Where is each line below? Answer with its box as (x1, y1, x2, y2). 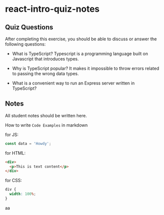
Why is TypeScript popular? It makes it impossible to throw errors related (12, 65, 160, 71)
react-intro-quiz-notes (5, 3, 100, 15)
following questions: (5, 41, 46, 47)
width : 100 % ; (9, 191, 36, 197)
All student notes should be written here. (5, 112, 87, 118)
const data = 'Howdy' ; (5, 141, 51, 146)
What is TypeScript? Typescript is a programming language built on (12, 51, 148, 56)
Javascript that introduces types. (12, 56, 79, 62)
